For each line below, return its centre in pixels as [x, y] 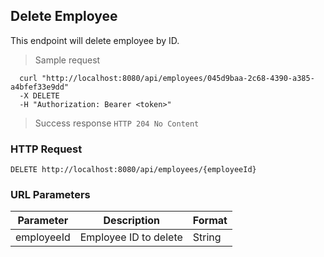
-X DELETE [39, 95]
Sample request [67, 60]
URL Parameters [50, 195]
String [207, 237]
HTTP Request [46, 149]
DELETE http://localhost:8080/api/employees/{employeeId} [133, 170]
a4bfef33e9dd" [40, 87]
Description [131, 221]
